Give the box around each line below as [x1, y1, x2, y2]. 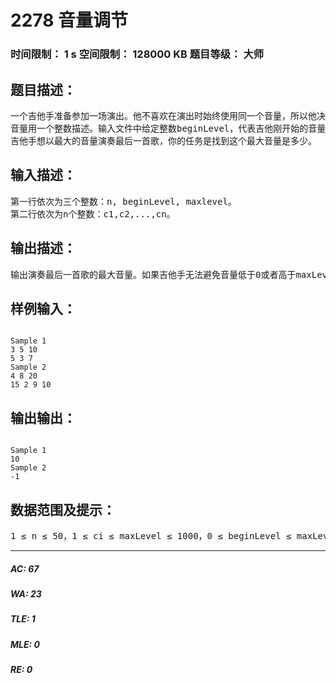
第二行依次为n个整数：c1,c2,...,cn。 [10, 208, 176, 220]
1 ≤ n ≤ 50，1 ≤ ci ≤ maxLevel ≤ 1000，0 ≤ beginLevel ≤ [10, 530, 292, 541]
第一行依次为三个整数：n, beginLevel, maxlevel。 [10, 196, 237, 207]
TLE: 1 [10, 613, 36, 625]
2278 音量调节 [10, 9, 129, 32]
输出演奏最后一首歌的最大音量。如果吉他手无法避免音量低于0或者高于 [10, 269, 297, 280]
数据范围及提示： [10, 501, 116, 518]
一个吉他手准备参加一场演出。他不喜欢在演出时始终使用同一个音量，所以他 [10, 110, 317, 121]
